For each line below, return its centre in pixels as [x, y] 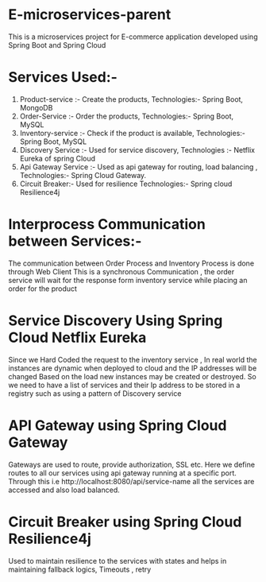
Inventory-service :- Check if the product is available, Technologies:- [133, 133]
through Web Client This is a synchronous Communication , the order [121, 271]
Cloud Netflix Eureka [77, 338]
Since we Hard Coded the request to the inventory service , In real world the [133, 359]
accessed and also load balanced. [64, 490]
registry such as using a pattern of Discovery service [95, 393]
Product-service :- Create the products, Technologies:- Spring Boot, [131, 99]
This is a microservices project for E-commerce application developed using [133, 37]
